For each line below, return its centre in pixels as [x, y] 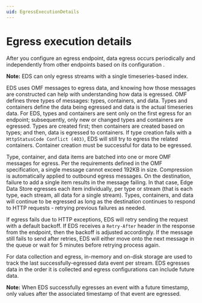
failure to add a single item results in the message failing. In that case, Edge [100, 182]
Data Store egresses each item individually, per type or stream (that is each [99, 188]
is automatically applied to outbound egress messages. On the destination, [99, 176]
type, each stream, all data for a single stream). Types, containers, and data [100, 195]
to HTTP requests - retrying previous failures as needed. [76, 208]
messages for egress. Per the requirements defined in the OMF [84, 163]
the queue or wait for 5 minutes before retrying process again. [83, 245]
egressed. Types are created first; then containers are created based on [96, 126]
